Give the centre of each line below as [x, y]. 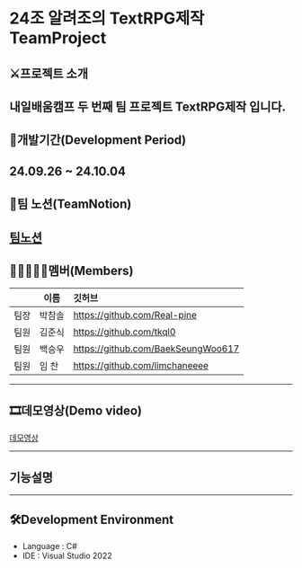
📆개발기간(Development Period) [98, 140]
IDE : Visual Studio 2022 [67, 555]
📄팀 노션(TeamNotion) [71, 204]
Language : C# [50, 546]
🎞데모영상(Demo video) [75, 410]
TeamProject [58, 38]
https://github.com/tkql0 [124, 332]
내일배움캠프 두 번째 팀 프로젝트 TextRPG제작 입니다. [147, 106]
